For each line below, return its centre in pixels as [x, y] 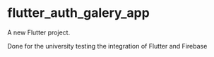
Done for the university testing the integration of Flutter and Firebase [107, 46]
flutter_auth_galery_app [78, 13]
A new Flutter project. [39, 32]
